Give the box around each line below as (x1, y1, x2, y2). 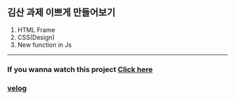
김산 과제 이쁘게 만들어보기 (7, 6, 115, 19)
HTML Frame (17, 25, 56, 34)
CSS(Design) (17, 33, 55, 41)
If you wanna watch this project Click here (7, 64, 153, 74)
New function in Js (17, 41, 72, 49)
